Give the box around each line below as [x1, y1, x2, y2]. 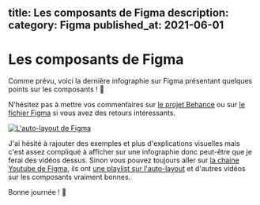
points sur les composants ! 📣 [8, 84, 105, 94]
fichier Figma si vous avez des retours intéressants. [8, 108, 176, 117]
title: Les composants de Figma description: [8, 6, 229, 20]
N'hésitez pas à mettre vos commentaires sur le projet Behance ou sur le [8, 100, 245, 110]
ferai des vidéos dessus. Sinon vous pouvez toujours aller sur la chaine [8, 155, 239, 165]
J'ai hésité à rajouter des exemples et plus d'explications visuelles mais [8, 139, 240, 148]
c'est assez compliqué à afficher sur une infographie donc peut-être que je [8, 147, 253, 157]
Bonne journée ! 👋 [8, 188, 67, 197]
